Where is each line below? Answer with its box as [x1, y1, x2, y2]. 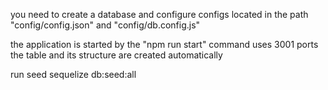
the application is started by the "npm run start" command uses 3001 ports [10, 39, 319, 50]
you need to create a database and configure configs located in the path [10, 9, 309, 20]
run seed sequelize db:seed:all [10, 69, 137, 80]
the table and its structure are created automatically [10, 49, 223, 61]
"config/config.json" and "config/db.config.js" [10, 19, 201, 31]
